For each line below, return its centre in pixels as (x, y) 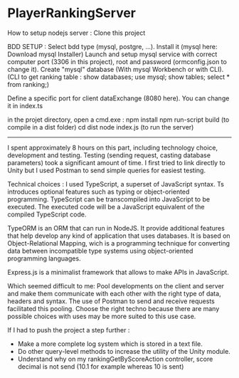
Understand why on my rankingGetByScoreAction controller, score (115, 359)
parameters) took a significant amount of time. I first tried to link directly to (116, 162)
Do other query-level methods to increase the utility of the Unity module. (124, 351)
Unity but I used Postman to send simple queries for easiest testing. (107, 170)
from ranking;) (28, 84)
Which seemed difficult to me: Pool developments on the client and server (116, 285)
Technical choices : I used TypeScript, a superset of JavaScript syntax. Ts (116, 184)
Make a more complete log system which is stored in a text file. (110, 344)
